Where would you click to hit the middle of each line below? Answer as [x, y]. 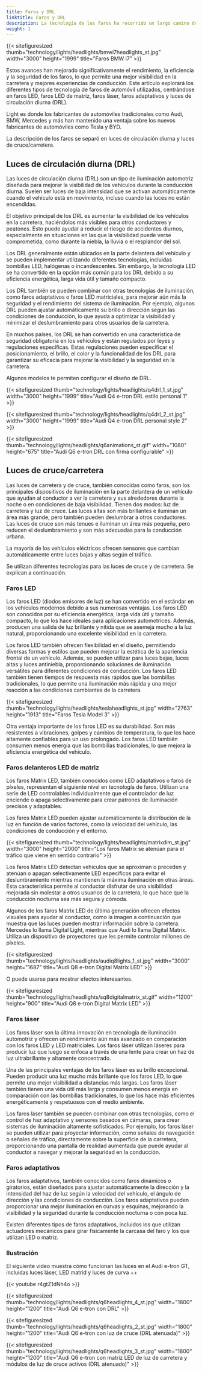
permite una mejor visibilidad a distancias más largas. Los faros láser [92, 1082]
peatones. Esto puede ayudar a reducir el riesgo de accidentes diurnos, [95, 229]
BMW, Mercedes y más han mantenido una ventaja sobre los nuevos [91, 121]
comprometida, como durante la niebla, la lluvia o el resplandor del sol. [94, 241]
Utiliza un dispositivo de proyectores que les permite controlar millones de [98, 937]
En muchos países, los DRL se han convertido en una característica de [93, 334]
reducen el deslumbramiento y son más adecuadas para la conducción [94, 530]
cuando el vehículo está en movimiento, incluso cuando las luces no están [98, 198]
